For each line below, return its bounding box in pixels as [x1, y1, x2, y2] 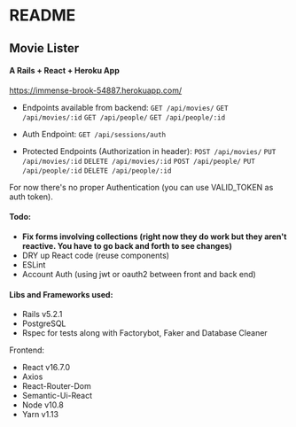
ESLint [21, 259, 46, 270]
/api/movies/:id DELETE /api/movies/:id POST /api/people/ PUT [21, 157, 255, 166]
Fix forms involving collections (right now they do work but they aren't [21, 231, 287, 242]
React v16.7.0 [21, 362, 71, 373]
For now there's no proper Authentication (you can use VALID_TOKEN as [9, 182, 274, 192]
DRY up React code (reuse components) [21, 250, 170, 260]
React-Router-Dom [21, 381, 91, 392]
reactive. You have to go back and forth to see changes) [21, 240, 232, 251]
